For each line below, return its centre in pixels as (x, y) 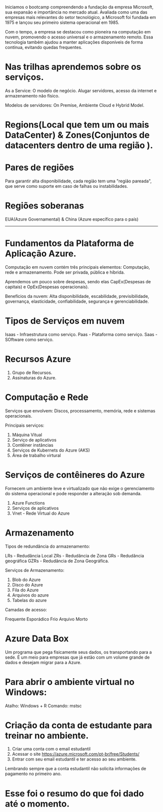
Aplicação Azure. (41, 254)
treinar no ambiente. (47, 736)
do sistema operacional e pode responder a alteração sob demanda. (73, 493)
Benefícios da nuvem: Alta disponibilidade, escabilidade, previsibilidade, (77, 296)
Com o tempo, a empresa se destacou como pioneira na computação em (78, 32)
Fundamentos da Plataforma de (70, 243)
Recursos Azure (38, 359)
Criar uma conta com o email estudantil (51, 749)
